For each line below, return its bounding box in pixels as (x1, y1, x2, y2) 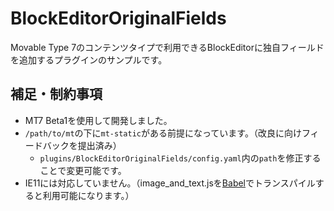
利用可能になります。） (42, 189, 135, 201)
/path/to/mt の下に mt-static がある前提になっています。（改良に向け (24, 127, 302, 139)
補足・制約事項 (10, 86, 103, 103)
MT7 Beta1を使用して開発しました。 (24, 114, 173, 126)
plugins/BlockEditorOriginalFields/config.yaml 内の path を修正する (39, 152, 322, 164)
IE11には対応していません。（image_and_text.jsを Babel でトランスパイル (24, 177, 316, 189)
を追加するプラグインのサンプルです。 (10, 53, 168, 66)
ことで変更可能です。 (39, 164, 127, 176)
